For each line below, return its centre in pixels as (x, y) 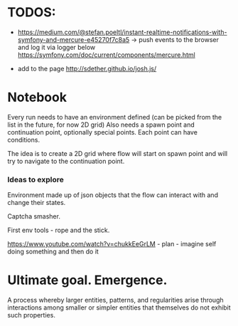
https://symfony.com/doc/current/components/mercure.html (106, 55)
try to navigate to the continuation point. (66, 161)
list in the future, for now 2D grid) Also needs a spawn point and (101, 125)
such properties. (31, 315)
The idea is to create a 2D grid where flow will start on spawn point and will (118, 153)
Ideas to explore (36, 179)
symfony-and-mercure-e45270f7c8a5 (74, 39)
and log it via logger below (56, 47)
